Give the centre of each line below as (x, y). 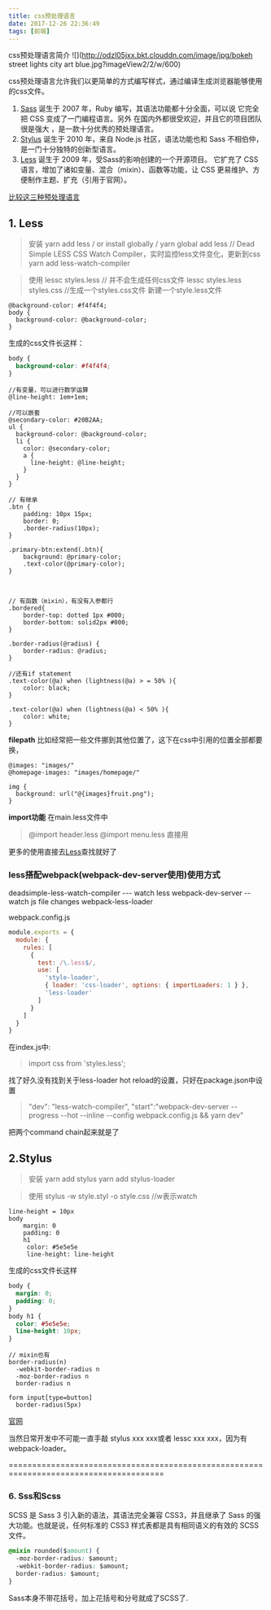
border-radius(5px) (49, 1405)
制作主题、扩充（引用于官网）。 (79, 180)
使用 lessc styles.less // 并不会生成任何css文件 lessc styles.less (135, 280)
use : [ (49, 970)
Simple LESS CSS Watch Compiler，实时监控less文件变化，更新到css (144, 254)
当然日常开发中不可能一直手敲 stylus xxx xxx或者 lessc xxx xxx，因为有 (128, 1438)
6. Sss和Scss (35, 1496)
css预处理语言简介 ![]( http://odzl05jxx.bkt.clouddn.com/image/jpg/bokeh (131, 55)
